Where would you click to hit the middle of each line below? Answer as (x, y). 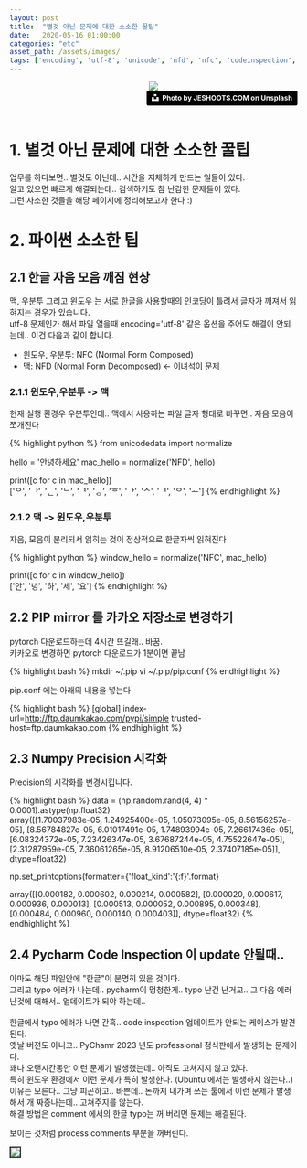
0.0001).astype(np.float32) (60, 810)
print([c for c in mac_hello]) (61, 480)
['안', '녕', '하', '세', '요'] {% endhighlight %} (89, 585)
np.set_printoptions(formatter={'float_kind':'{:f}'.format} (115, 877)
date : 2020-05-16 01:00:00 (65, 35)
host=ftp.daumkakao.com (58, 727)
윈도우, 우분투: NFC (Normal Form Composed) (108, 355)
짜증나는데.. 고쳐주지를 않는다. (90, 1102)
